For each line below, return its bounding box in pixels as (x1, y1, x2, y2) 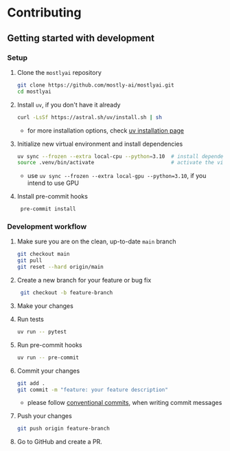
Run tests (16, 315, 45, 323)
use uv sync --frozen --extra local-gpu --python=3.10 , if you (27, 172, 207, 180)
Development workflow (7, 222, 87, 232)
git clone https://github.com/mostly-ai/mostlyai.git (16, 81, 174, 89)
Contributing (7, 5, 82, 21)
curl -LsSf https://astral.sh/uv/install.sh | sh (16, 113, 163, 121)
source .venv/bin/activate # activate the (16, 159, 214, 166)
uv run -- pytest (16, 328, 67, 335)
